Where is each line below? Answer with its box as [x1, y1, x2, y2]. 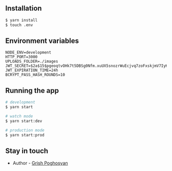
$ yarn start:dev [5, 118, 42, 124]
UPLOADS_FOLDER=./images [5, 59, 58, 64]
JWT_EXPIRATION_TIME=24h [5, 68, 58, 73]
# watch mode [5, 113, 33, 119]
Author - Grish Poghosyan [12, 160, 68, 166]
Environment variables [5, 36, 79, 45]
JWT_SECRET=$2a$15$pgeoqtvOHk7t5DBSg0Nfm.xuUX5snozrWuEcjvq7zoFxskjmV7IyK [5, 63, 168, 68]
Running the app [5, 86, 59, 95]
